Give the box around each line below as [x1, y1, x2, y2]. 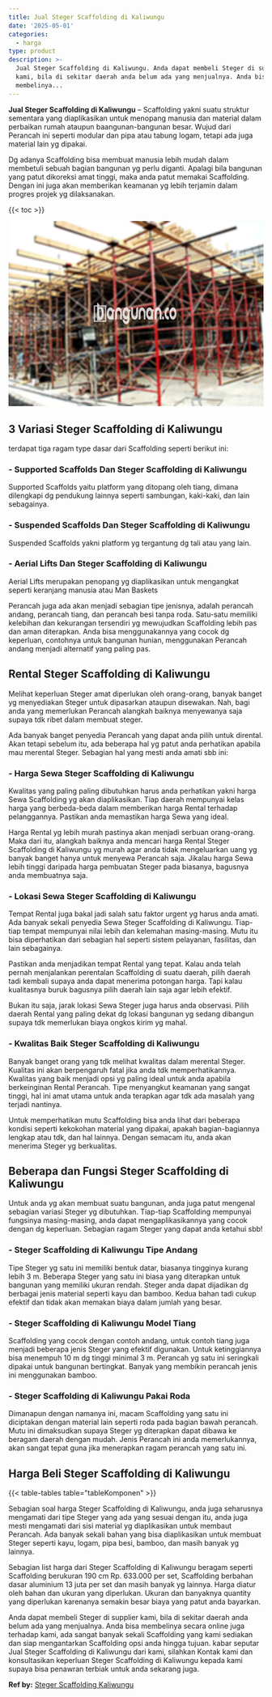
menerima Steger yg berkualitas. [8, 1141, 117, 1151]
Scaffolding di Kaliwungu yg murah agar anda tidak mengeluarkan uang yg [8, 844, 257, 854]
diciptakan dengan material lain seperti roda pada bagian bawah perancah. [8, 1417, 259, 1428]
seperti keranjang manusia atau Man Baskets [8, 585, 158, 595]
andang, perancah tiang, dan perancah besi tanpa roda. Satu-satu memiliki [8, 609, 257, 619]
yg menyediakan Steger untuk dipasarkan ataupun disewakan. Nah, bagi [8, 697, 250, 707]
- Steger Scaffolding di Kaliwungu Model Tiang [8, 1317, 197, 1329]
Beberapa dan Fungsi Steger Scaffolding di [8, 1164, 229, 1177]
